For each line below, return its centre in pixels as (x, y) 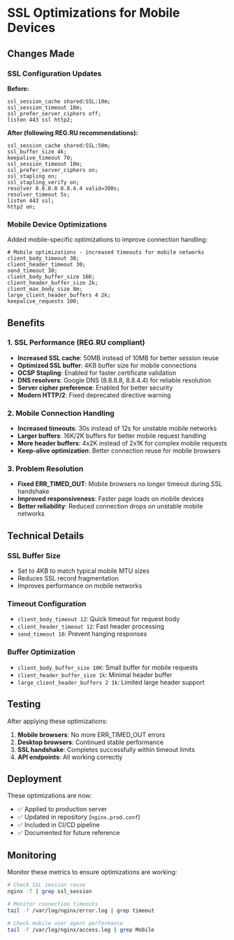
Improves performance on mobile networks (80, 586)
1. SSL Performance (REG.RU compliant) (76, 343)
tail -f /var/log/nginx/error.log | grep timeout (81, 911)
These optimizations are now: (50, 796)
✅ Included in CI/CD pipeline (58, 825)
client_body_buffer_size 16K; (51, 277)
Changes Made (41, 54)
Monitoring (32, 855)
